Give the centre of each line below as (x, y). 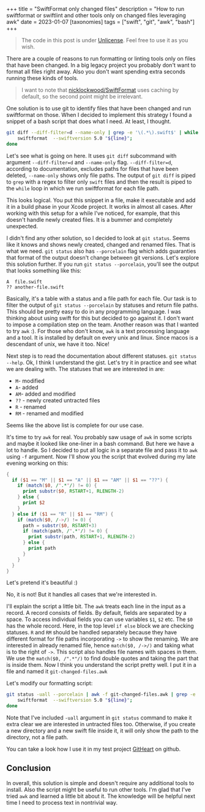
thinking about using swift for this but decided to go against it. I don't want (100, 318)
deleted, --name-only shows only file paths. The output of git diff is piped (101, 175)
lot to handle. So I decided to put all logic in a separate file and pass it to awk (102, 450)
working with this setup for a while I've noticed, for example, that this (93, 213)
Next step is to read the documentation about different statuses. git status (102, 356)
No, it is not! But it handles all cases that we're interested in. (82, 595)
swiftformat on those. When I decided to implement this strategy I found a (99, 115)
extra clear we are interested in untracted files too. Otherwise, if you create (101, 724)
